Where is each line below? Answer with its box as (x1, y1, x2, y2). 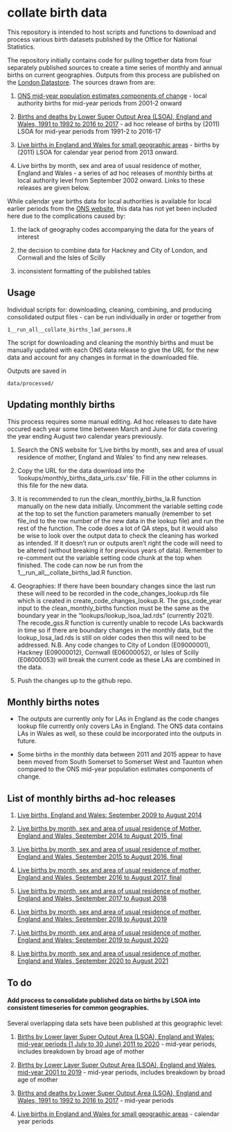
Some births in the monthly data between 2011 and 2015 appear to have (17, 750, 222, 759)
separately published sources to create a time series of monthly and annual (7, 63, 222, 71)
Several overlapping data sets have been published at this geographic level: (7, 1019, 223, 1027)
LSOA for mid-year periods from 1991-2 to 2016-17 (17, 127, 161, 135)
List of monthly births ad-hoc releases (7, 793, 176, 804)
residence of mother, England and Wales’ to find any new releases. (17, 453, 208, 461)
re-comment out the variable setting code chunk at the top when (17, 553, 202, 561)
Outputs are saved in (7, 366, 67, 375)
